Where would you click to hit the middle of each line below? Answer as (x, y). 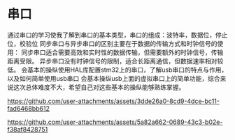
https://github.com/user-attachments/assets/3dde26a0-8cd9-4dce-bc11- (114, 101)
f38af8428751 (28, 129)
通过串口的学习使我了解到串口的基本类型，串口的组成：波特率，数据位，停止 (117, 35)
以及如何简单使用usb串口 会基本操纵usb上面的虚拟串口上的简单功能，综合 (114, 78)
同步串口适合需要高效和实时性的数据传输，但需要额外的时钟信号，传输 (122, 52)
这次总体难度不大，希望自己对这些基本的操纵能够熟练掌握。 (99, 87)
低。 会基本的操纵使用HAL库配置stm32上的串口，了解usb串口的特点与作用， (117, 70)
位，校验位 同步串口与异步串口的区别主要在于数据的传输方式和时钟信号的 (112, 43)
